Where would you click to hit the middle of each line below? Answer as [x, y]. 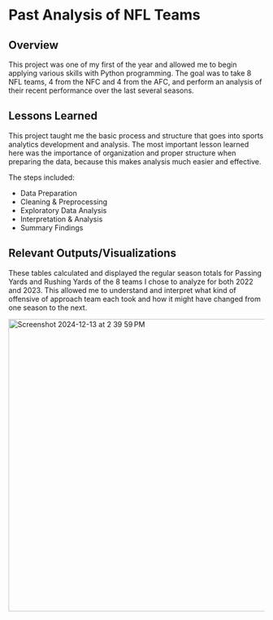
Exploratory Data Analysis [63, 210]
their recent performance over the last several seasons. [101, 90]
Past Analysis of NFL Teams [104, 15]
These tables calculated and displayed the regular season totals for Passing [135, 273]
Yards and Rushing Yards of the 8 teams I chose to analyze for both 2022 [131, 282]
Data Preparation [48, 193]
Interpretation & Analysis [61, 219]
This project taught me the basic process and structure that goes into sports [136, 135]
